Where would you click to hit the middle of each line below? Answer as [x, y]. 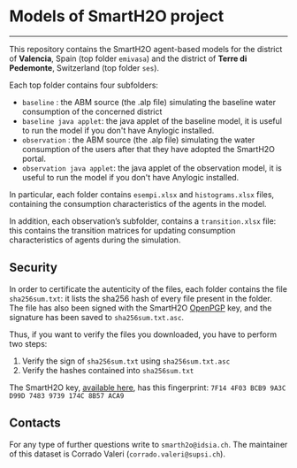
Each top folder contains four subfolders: [84, 85]
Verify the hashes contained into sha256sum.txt [108, 370]
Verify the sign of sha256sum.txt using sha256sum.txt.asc [126, 361]
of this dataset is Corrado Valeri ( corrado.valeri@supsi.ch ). [117, 454]
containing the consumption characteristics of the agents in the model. [138, 203]
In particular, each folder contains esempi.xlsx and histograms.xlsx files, [142, 194]
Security [33, 268]
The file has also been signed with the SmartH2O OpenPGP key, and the [141, 308]
